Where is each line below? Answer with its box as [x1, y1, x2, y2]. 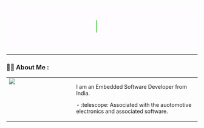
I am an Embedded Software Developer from [76, 83, 187, 91]
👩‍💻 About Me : [6, 63, 50, 72]
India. [76, 89, 90, 97]
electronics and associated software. [76, 107, 168, 115]
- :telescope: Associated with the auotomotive [76, 101, 192, 109]
